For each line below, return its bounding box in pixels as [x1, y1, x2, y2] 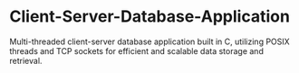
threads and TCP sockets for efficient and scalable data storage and [9, 45, 265, 56]
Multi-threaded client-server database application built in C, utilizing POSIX [9, 36, 290, 47]
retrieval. [9, 55, 43, 66]
